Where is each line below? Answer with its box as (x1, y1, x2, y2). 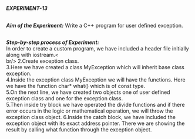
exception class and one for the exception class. (6, 94, 123, 101)
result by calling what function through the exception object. (6, 126, 152, 133)
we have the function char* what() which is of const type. (6, 82, 146, 89)
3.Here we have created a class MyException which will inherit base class (6, 63, 185, 70)
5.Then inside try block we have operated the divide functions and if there (6, 101, 185, 108)
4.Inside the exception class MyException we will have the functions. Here (6, 76, 186, 83)
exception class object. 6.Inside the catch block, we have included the (6, 113, 176, 120)
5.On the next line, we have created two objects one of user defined (6, 89, 170, 96)
